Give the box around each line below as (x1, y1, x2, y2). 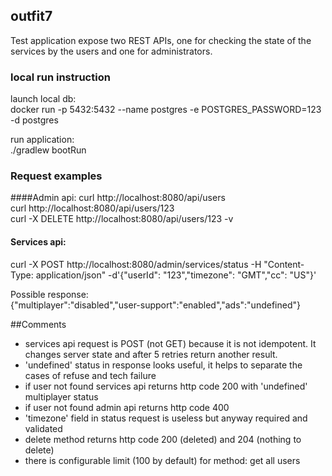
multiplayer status (24, 390, 99, 403)
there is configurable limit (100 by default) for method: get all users (24, 454, 301, 466)
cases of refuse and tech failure (24, 369, 157, 381)
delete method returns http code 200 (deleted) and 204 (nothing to (24, 433, 302, 445)
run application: (10, 134, 75, 146)
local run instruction (10, 70, 111, 84)
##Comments (10, 318, 67, 330)
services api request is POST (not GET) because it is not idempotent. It (24, 337, 317, 349)
